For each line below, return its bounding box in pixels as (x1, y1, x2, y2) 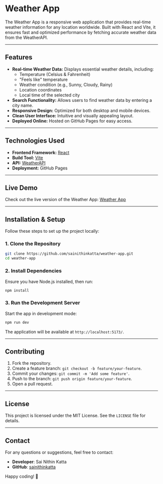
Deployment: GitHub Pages (12, 165, 68, 171)
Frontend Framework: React (12, 149, 69, 155)
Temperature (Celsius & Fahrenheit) (19, 71, 91, 77)
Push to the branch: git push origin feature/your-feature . (12, 376, 132, 382)
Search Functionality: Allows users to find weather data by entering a (12, 97, 152, 103)
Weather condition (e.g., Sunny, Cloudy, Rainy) (19, 81, 113, 88)
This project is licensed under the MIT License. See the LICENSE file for (5, 412, 146, 419)
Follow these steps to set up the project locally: (5, 228, 99, 234)
